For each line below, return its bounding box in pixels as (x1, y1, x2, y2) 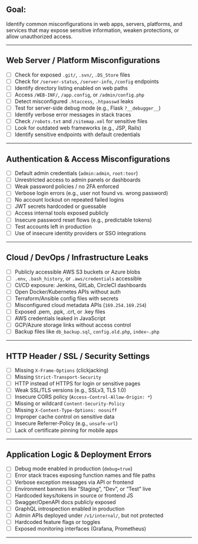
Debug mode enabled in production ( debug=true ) (14, 465, 133, 472)
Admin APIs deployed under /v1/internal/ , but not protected (14, 512, 164, 519)
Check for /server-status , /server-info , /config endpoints (14, 78, 159, 85)
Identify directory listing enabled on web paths (14, 84, 128, 91)
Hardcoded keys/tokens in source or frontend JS (14, 492, 134, 499)
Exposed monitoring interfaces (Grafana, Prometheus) (14, 525, 146, 532)
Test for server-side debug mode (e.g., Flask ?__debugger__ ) (14, 104, 161, 111)
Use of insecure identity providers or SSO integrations (14, 229, 146, 236)
